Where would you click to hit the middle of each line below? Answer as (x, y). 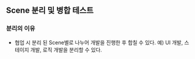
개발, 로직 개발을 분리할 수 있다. (66, 50)
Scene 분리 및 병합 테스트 (50, 11)
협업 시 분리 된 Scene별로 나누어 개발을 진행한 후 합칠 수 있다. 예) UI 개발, (99, 42)
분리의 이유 (21, 29)
